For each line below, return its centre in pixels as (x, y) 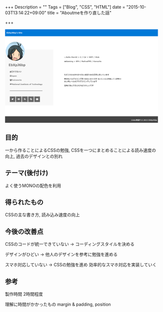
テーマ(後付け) (27, 173)
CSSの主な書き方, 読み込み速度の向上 (42, 215)
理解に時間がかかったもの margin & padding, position (58, 304)
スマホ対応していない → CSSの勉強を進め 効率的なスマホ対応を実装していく (81, 265)
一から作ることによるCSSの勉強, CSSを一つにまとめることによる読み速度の (81, 150)
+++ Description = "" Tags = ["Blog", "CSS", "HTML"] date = (65, 7)
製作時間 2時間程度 (24, 294)
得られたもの (24, 202)
